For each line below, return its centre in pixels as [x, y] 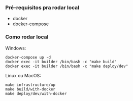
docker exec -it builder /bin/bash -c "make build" [61, 62]
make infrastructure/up [30, 85]
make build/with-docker [30, 89]
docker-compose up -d [28, 57]
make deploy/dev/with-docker [36, 93]
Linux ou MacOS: [23, 75]
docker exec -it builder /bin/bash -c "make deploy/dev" [67, 66]
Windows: [16, 48]
